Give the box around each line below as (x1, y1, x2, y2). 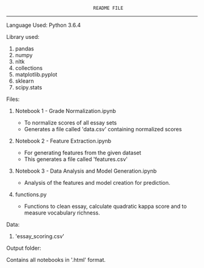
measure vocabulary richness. (24, 209, 100, 216)
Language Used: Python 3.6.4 (6, 21, 81, 29)
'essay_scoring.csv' (15, 233, 65, 239)
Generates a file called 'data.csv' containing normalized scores (24, 126, 182, 132)
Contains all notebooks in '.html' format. (6, 256, 106, 263)
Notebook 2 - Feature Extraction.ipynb (15, 137, 112, 145)
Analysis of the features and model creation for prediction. (24, 179, 171, 186)
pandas (15, 45, 35, 52)
